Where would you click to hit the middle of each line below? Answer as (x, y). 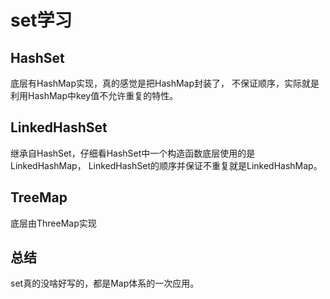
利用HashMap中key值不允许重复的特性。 (94, 95)
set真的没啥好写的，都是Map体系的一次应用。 (105, 283)
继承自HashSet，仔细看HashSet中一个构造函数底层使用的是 (133, 153)
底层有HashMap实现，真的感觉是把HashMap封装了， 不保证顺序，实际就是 (165, 83)
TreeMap (39, 197)
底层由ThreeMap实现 (53, 223)
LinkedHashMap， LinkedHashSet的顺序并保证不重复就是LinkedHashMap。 (166, 165)
